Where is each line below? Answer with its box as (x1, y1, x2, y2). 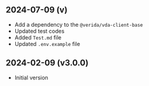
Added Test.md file (14, 33, 62, 41)
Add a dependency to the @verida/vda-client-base (14, 21, 144, 28)
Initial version (14, 74, 48, 81)
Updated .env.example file (14, 40, 81, 47)
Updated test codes (14, 27, 65, 35)
